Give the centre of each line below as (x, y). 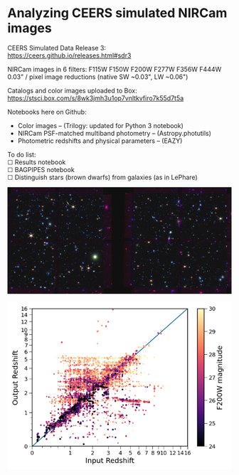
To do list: (22, 154)
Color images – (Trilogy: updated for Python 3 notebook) (100, 125)
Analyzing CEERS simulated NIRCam (117, 13)
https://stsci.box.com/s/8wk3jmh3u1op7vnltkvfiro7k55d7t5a (96, 98)
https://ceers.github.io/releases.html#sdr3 (69, 55)
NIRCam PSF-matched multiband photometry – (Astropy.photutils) (115, 133)
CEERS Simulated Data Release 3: (57, 48)
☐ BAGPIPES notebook (41, 169)
